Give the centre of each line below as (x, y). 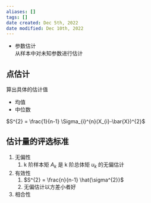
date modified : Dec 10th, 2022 (45, 28)
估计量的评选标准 (37, 141)
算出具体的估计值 (27, 89)
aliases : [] (21, 12)
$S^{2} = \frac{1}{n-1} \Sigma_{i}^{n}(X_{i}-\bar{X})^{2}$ (76, 121)
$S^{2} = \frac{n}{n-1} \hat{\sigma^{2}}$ (73, 180)
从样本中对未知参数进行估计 (49, 54)
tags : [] (17, 17)
